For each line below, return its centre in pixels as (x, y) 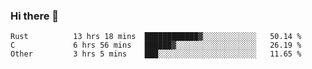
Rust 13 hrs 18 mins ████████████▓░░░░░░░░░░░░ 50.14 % (156, 37)
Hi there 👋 (35, 16)
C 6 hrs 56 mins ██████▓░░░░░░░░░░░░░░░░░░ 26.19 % (156, 45)
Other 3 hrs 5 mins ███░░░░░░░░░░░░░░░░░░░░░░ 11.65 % (156, 54)
